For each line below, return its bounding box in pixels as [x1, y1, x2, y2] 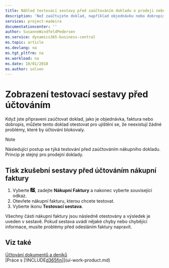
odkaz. [12, 193, 27, 199]
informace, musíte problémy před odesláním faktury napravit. [5, 224, 132, 230]
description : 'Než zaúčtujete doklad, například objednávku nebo [5, 13, 145, 19]
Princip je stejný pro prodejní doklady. [5, 151, 84, 158]
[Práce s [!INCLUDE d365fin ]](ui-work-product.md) [5, 257, 111, 263]
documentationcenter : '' [5, 24, 57, 29]
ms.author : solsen [5, 66, 44, 71]
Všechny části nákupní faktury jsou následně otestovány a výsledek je [5, 213, 151, 219]
